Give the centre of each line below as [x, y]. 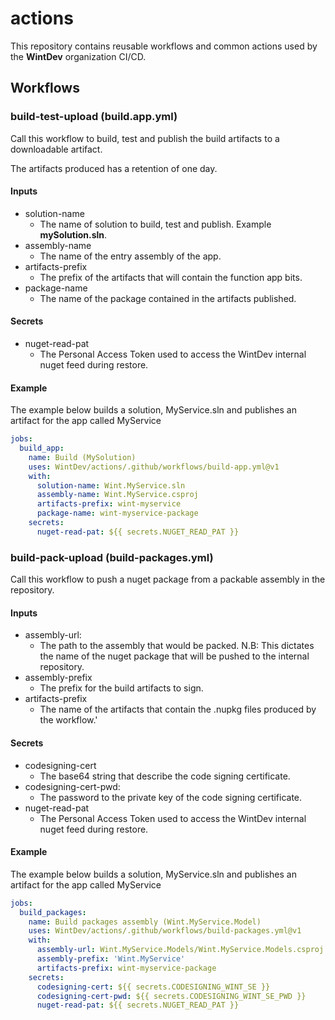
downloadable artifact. [56, 149]
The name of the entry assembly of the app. [130, 256]
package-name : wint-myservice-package [117, 513]
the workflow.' [68, 720]
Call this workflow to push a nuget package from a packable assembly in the [168, 579]
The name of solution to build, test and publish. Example [155, 224]
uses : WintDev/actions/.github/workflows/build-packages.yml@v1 [165, 931]
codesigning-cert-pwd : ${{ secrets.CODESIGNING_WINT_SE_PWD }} [171, 996]
